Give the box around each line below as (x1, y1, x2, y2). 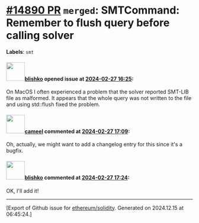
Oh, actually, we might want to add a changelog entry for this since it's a (6, 141, 182, 148)
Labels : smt (6, 48, 34, 55)
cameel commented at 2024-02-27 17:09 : (24, 128, 130, 135)
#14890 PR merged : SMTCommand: (6, 4, 180, 17)
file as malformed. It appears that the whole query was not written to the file (6, 95, 192, 102)
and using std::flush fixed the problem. (6, 101, 101, 108)
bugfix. (6, 147, 24, 154)
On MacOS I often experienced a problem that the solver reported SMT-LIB (6, 88, 189, 95)
